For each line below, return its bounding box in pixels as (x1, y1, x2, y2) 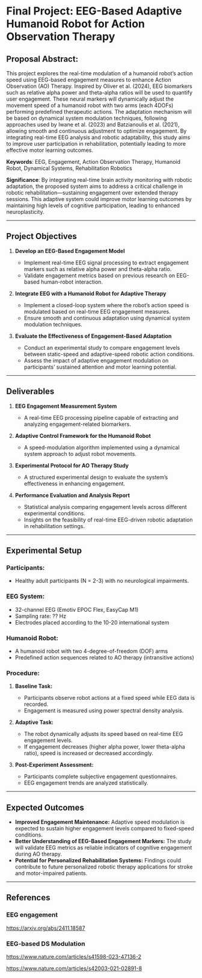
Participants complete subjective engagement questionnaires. (23, 773, 177, 780)
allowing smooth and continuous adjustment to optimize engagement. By (6, 128, 187, 134)
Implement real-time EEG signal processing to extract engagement (23, 259, 189, 266)
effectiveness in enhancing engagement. (23, 480, 125, 487)
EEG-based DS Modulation (6, 939, 85, 948)
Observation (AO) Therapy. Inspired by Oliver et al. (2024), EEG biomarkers (6, 83, 192, 90)
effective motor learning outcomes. (6, 146, 93, 154)
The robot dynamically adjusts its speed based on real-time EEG (23, 730, 183, 738)
